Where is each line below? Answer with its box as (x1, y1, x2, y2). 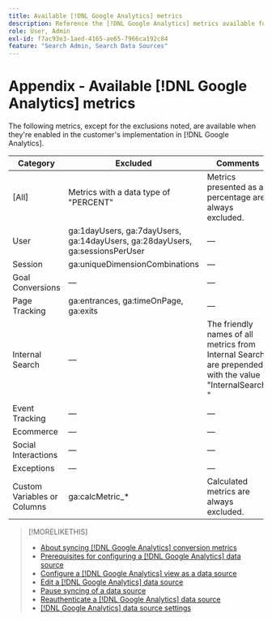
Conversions (12, 282, 61, 293)
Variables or (12, 491, 58, 502)
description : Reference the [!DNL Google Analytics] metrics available (8, 19, 255, 28)
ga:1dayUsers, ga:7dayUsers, (68, 225, 182, 236)
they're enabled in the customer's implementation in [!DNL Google (8, 130, 229, 140)
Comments (215, 157, 260, 169)
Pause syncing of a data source (40, 586, 147, 596)
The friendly (206, 318, 253, 330)
